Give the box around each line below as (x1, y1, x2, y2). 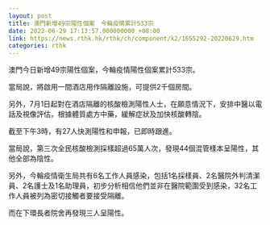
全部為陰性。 (15, 154, 58, 164)
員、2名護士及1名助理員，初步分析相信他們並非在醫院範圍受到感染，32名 (8, 181, 251, 190)
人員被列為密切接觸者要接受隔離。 (15, 191, 129, 201)
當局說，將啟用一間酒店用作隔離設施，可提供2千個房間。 (8, 82, 197, 92)
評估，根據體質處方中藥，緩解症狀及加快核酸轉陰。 (35, 110, 206, 119)
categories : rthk (8, 42, 67, 50)
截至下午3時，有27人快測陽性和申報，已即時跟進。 (8, 127, 177, 136)
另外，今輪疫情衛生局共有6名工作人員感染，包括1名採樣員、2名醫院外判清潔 (8, 171, 260, 181)
